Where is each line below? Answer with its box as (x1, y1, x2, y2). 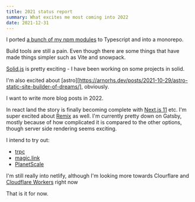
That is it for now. (6, 190, 49, 197)
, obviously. (81, 83, 110, 90)
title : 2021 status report (6, 8, 73, 15)
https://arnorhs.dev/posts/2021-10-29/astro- (79, 77, 188, 84)
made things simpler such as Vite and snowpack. (6, 54, 126, 61)
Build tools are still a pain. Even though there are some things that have (6, 48, 180, 55)
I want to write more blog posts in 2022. (6, 94, 104, 102)
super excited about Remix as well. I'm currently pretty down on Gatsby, (6, 112, 182, 119)
